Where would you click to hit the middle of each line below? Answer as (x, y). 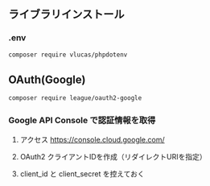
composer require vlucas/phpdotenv (68, 55)
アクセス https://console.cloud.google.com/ (92, 139)
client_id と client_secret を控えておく (82, 174)
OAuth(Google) (47, 79)
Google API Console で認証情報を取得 (82, 121)
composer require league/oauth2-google (75, 98)
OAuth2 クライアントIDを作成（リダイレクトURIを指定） (113, 156)
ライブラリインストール (66, 14)
